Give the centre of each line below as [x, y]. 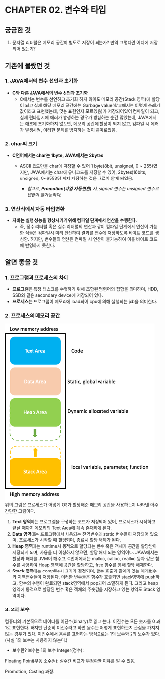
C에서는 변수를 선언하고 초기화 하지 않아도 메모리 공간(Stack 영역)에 [85, 99]
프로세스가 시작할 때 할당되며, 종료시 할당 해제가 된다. [70, 540]
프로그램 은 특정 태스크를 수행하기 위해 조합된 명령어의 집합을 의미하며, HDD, [85, 289]
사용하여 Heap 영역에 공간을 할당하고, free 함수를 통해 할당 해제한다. [87, 565]
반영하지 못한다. [40, 245]
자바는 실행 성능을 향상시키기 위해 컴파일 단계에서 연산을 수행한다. [75, 220]
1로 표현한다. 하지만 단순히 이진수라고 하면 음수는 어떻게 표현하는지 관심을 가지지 [82, 627]
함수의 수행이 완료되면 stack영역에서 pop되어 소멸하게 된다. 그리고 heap [89, 583]
